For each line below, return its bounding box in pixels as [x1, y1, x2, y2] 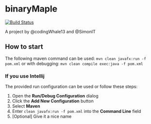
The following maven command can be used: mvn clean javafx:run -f [5, 55, 147, 61]
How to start [5, 42, 43, 51]
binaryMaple [5, 3, 57, 14]
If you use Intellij [5, 72, 45, 79]
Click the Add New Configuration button [12, 98, 94, 104]
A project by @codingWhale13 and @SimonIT [5, 28, 96, 34]
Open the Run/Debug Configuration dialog [12, 93, 99, 99]
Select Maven [12, 103, 40, 109]
